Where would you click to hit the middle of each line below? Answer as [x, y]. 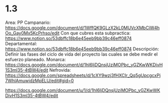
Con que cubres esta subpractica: [96, 33]
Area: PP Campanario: [28, 22]
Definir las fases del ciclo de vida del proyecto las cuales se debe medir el [81, 54]
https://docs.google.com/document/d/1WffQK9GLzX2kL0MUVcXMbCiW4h [82, 27]
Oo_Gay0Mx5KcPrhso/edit [32, 33]
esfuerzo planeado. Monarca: [35, 59]
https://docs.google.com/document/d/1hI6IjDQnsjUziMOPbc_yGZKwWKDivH [84, 65]
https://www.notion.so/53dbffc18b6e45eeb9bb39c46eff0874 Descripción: [82, 49]
